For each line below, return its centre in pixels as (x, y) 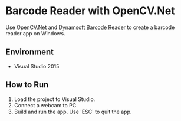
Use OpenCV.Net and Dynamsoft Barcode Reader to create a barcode (90, 27)
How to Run (27, 85)
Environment (30, 52)
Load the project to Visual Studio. (55, 99)
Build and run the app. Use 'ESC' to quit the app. (73, 112)
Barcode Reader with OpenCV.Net (90, 11)
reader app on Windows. (35, 33)
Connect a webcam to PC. (46, 105)
